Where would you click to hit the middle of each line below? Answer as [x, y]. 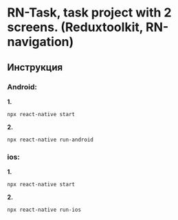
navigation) [41, 42]
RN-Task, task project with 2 [89, 13]
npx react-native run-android [51, 140]
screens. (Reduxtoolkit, [75, 27]
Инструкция [35, 67]
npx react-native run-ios [44, 210]
